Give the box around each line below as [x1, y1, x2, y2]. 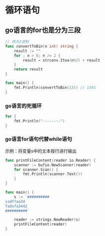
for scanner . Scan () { [14, 167, 58, 172]
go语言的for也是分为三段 [5, 26, 81, 34]
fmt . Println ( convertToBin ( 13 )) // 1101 [14, 85, 96, 90]
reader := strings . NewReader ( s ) [14, 217, 80, 222]
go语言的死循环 [5, 102, 42, 109]
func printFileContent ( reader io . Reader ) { [5, 158, 96, 163]
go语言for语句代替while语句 [5, 136, 72, 143]
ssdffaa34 [5, 199, 26, 204]
